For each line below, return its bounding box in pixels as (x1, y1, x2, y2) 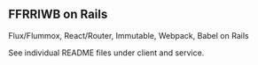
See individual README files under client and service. (8, 47, 205, 58)
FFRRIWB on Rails (8, 7, 108, 22)
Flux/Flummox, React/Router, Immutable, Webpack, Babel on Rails (8, 30, 249, 40)
